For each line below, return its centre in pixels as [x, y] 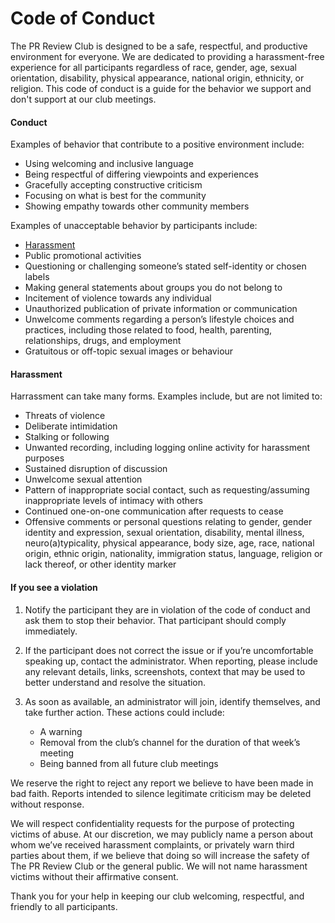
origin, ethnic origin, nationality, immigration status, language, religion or [173, 554]
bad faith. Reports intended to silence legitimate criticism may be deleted [161, 793]
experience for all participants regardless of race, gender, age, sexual [153, 67]
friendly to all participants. [64, 906]
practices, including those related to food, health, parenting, [148, 330]
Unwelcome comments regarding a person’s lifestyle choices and [159, 319]
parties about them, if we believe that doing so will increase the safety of [160, 855]
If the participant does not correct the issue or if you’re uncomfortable [169, 650]
